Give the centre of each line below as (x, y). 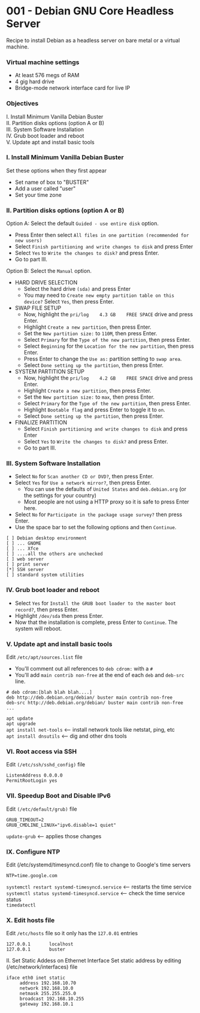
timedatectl (21, 905)
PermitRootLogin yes (32, 781)
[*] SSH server (25, 570)
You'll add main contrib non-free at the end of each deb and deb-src (99, 675)
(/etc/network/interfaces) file (42, 967)
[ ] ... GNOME (24, 544)
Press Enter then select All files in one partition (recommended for (102, 235)
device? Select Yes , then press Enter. (69, 302)
